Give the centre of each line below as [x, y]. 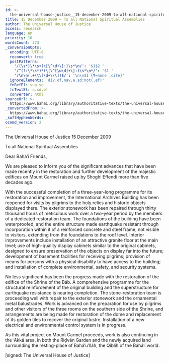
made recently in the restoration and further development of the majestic [81, 171]
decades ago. [19, 182]
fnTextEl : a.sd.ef [29, 89]
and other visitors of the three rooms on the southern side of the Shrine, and [84, 309]
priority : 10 [19, 38]
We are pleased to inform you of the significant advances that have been [80, 166]
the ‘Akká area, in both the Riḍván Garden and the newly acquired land [78, 340]
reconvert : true [27, 57]
